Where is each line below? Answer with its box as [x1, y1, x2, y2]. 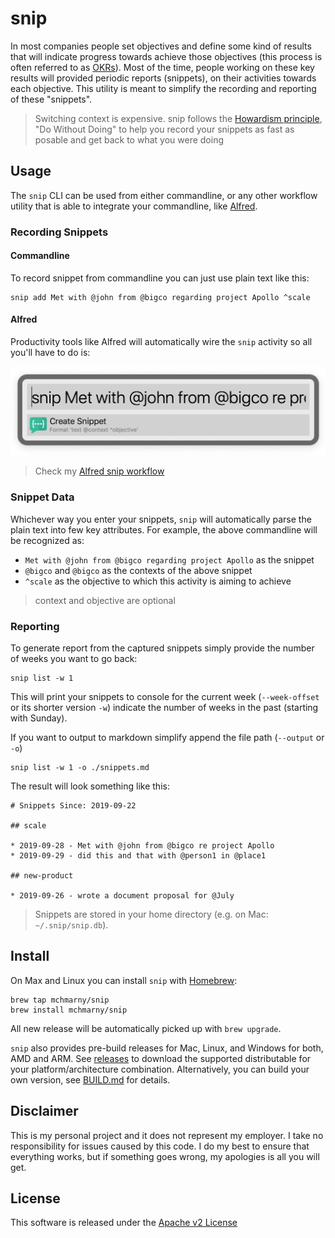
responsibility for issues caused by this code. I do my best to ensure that [10, 1140, 310, 1152]
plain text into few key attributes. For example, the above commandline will [10, 523, 318, 536]
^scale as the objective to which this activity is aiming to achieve [24, 575, 292, 587]
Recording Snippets [10, 225, 109, 239]
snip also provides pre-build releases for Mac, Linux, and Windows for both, [10, 1042, 324, 1054]
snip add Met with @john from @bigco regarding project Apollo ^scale [10, 292, 311, 302]
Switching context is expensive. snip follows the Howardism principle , [34, 112, 323, 124]
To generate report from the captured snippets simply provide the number [10, 642, 315, 654]
